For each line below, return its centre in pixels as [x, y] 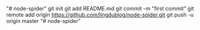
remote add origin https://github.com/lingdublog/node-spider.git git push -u [100, 15]
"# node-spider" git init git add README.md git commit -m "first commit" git [100, 9]
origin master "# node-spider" [44, 21]
